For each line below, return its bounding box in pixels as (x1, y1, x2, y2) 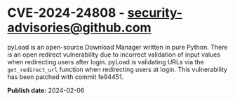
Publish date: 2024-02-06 (7, 86, 85, 94)
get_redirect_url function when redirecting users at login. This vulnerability (7, 65, 228, 73)
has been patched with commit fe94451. (7, 72, 124, 81)
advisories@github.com (7, 20, 152, 36)
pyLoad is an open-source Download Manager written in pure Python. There (7, 43, 228, 51)
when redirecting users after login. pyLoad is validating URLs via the (7, 57, 205, 66)
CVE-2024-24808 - (7, 5, 125, 21)
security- (127, 5, 183, 21)
